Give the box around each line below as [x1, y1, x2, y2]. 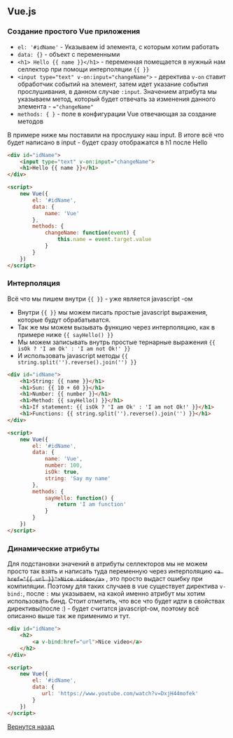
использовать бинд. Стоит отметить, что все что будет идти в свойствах [7, 597, 225, 606]
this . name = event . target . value [57, 236, 152, 243]
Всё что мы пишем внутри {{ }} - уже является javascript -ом [7, 294, 193, 303]
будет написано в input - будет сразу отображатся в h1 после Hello [7, 138, 208, 146]
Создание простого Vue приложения [7, 27, 141, 36]
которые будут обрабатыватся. [17, 315, 111, 324]
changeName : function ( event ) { [44, 229, 136, 237]
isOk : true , [44, 469, 80, 476]
